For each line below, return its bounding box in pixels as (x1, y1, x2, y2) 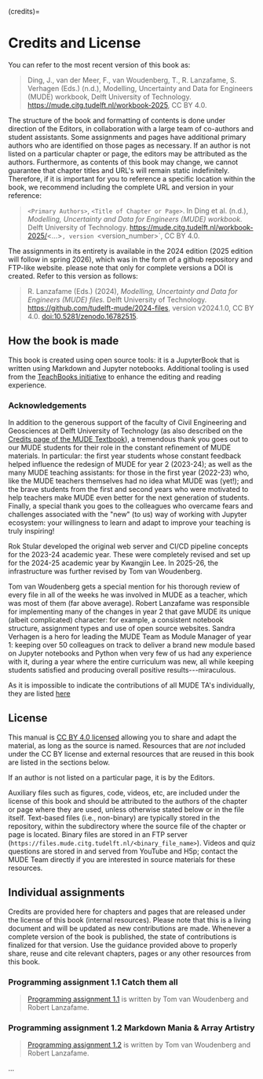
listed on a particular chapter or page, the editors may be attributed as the (8, 149, 247, 158)
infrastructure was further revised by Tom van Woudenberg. (8, 567, 203, 576)
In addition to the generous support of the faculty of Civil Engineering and (8, 418, 247, 428)
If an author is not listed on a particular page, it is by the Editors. (8, 773, 215, 782)
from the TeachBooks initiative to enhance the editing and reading (8, 372, 221, 381)
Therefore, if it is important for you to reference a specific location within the (8, 174, 256, 183)
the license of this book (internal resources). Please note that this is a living (8, 915, 251, 924)
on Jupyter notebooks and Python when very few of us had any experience (8, 648, 253, 659)
